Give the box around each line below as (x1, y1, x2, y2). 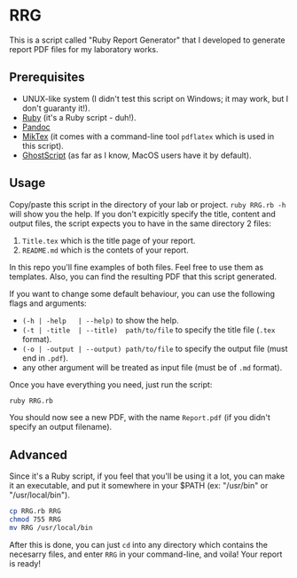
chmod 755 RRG (9, 515, 62, 524)
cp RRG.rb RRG (9, 507, 62, 516)
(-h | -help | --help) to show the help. (21, 315, 179, 325)
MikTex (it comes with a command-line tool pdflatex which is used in (21, 130, 275, 142)
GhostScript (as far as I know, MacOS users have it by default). (21, 150, 252, 160)
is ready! (9, 558, 42, 568)
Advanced (9, 447, 68, 462)
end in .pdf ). (21, 352, 69, 363)
